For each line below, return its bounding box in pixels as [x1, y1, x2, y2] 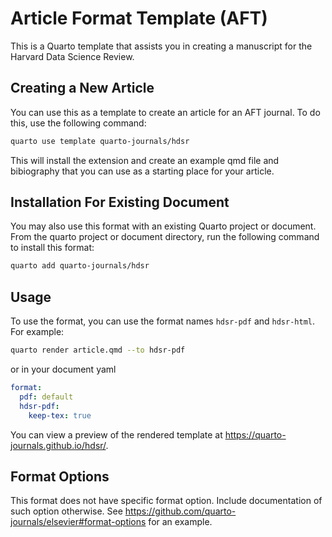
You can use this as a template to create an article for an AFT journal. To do [10, 106, 321, 118]
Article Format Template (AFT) [10, 7, 268, 30]
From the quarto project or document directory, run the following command [10, 231, 320, 243]
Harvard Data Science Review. [10, 50, 135, 62]
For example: [10, 326, 65, 338]
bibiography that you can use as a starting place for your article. [10, 165, 275, 177]
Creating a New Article [10, 80, 155, 97]
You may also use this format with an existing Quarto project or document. [10, 220, 317, 232]
